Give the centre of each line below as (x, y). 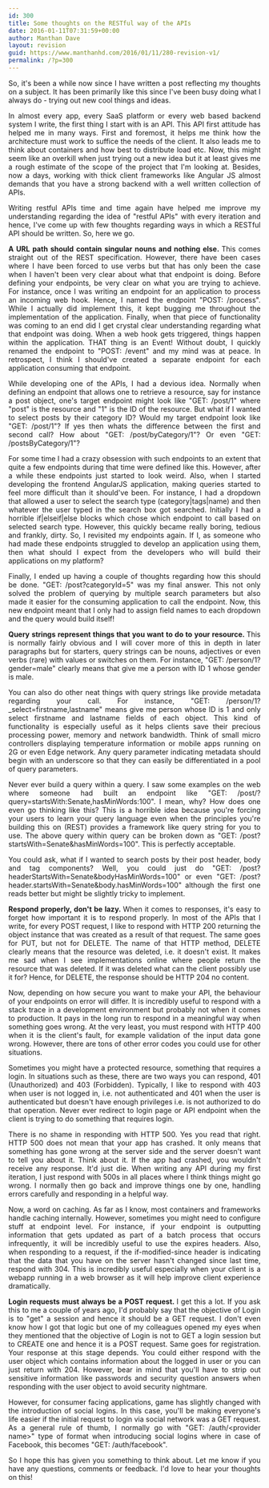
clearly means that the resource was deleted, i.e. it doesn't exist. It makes (134, 951)
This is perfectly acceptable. (189, 844)
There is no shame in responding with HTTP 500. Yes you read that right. (134, 1134)
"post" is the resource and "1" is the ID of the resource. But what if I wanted (134, 408)
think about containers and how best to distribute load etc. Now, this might (134, 150)
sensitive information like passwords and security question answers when (134, 1377)
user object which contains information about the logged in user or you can (134, 1361)
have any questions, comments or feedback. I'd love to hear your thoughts (134, 1468)
